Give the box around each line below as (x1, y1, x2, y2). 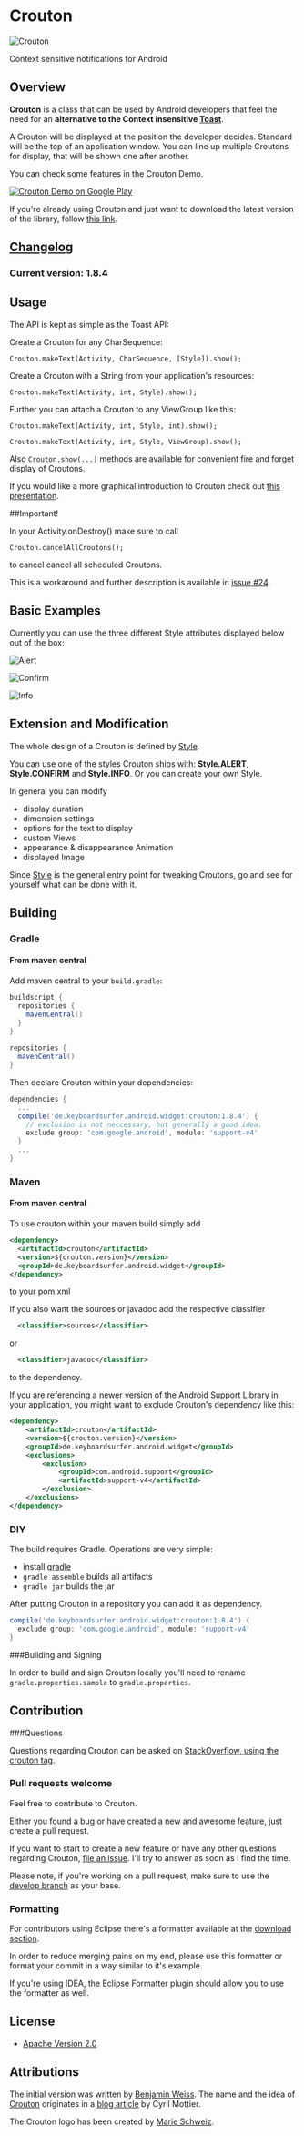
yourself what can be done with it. (9, 879, 137, 890)
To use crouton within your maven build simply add (9, 1218, 201, 1229)
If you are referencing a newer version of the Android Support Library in (9, 1389, 279, 1400)
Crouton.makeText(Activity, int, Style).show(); (9, 388, 198, 397)
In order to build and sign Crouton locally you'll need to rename (9, 1667, 246, 1678)
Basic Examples (9, 603, 102, 619)
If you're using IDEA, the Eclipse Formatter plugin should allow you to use (9, 1978, 285, 1989)
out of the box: (9, 636, 65, 647)
